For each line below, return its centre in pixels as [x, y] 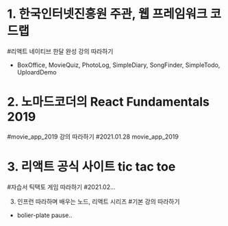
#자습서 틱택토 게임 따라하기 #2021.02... [61, 187]
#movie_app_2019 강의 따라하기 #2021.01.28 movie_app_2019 [93, 137]
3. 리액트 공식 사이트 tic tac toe [91, 167]
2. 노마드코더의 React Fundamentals [109, 102]
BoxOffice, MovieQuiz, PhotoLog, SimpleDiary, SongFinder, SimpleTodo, [118, 65]
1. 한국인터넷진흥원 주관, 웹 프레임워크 [107, 14]
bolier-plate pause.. [45, 215]
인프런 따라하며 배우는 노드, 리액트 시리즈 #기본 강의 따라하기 [98, 201]
